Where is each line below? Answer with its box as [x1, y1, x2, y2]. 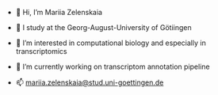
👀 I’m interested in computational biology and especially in [15, 38, 206, 47]
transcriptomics [15, 47, 67, 55]
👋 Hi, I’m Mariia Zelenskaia [15, 8, 103, 17]
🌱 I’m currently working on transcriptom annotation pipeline [15, 62, 210, 71]
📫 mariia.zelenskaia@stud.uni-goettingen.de [15, 78, 164, 87]
